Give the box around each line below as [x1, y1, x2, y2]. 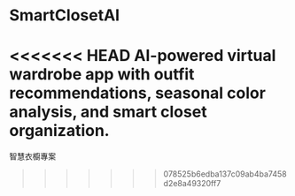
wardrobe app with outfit [9, 64, 195, 85]
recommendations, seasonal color [9, 83, 266, 103]
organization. [9, 121, 110, 141]
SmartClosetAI [9, 5, 120, 26]
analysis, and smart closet [9, 102, 207, 122]
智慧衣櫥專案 [9, 151, 56, 162]
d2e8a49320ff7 [163, 178, 221, 189]
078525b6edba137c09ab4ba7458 [163, 169, 287, 179]
